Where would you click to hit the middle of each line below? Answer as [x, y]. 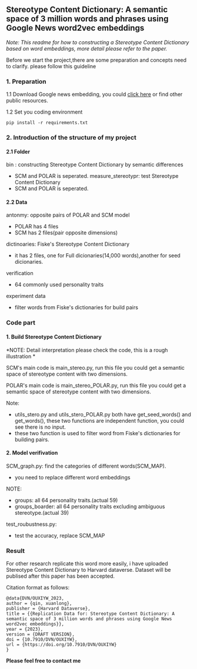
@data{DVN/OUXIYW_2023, [35, 598]
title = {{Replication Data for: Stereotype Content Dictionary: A [91, 614]
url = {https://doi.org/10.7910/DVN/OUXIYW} [61, 645]
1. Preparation [26, 81]
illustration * [21, 356]
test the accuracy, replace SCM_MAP [60, 535]
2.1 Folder [18, 151]
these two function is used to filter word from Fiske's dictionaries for [97, 433]
